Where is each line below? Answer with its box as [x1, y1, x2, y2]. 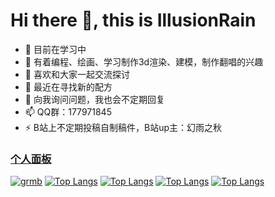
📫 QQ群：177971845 [24, 105, 112, 118]
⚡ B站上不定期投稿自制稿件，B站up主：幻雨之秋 [24, 121, 223, 133]
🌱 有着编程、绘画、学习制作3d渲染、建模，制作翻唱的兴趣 [24, 55, 264, 68]
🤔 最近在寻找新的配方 [24, 80, 113, 93]
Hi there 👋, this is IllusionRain [10, 9, 257, 32]
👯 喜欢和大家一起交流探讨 [24, 68, 130, 80]
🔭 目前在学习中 [24, 43, 87, 55]
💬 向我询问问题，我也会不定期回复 [24, 93, 165, 105]
